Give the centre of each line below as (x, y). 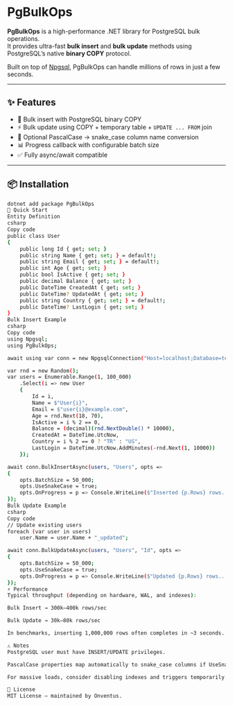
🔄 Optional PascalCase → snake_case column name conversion (108, 137)
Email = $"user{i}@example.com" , (80, 409)
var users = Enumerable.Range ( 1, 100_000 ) (69, 377)
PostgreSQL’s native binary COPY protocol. (69, 53)
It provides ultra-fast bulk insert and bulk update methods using (100, 46)
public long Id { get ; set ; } (63, 249)
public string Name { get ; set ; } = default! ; (88, 255)
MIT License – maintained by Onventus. (65, 696)
